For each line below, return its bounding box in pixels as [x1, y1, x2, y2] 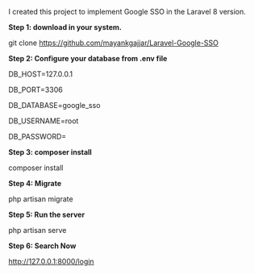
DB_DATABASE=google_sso [8, 101, 101, 110]
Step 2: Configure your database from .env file [8, 54, 168, 63]
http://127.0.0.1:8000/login [8, 257, 94, 266]
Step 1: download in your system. [8, 23, 123, 31]
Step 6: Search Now [8, 241, 77, 251]
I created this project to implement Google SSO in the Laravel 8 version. [8, 7, 246, 16]
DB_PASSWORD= [8, 132, 67, 141]
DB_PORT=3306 [8, 85, 63, 94]
